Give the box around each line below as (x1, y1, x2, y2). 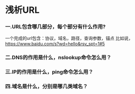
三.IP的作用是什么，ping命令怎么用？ (5, 68, 93, 75)
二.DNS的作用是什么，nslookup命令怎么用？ (5, 54, 112, 61)
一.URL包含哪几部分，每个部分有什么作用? (5, 23, 106, 30)
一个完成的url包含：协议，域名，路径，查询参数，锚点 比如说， (5, 35, 134, 41)
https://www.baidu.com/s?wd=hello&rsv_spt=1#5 (5, 41, 105, 47)
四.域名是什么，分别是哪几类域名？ (5, 83, 88, 90)
